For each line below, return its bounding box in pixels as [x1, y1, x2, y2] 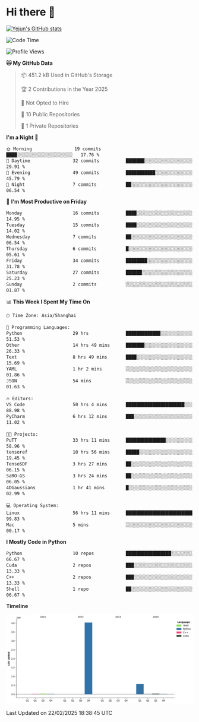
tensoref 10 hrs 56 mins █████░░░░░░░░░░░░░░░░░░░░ [6, 449, 193, 455]
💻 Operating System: [6, 502, 59, 508]
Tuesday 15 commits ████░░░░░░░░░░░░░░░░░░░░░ [6, 222, 193, 228]
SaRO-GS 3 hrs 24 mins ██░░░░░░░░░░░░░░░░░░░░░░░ [6, 473, 193, 479]
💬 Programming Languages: [6, 324, 70, 330]
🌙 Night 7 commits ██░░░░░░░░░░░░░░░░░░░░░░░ [6, 181, 193, 188]
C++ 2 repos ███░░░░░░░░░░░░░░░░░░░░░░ [6, 574, 193, 580]
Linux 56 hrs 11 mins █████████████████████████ [6, 510, 193, 516]
